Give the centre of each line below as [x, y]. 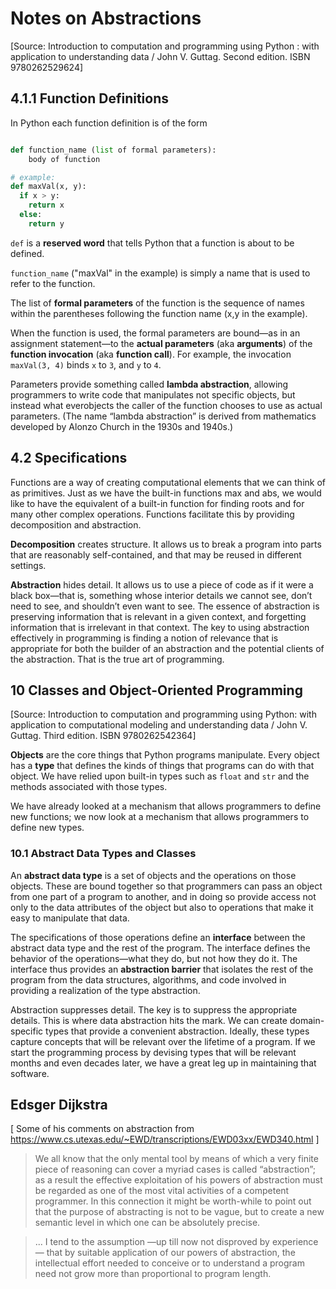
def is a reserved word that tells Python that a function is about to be [152, 243]
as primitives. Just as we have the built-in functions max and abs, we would [166, 493]
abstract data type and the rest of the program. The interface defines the [160, 948]
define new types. [47, 828]
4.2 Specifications [69, 458]
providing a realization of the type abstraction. [105, 990]
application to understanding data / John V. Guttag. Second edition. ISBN [160, 56]
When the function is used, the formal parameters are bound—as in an [155, 333]
